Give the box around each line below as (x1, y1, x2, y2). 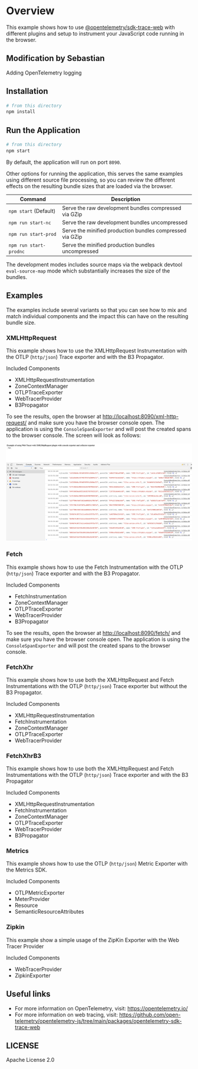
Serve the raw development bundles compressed (61, 204, 181, 211)
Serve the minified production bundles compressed (61, 227, 187, 234)
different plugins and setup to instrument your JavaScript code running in (6, 30, 184, 37)
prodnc (8, 249, 25, 255)
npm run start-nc (8, 220, 51, 226)
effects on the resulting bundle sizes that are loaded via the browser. (6, 182, 173, 190)
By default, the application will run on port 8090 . (6, 158, 121, 166)
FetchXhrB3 (6, 751, 42, 760)
